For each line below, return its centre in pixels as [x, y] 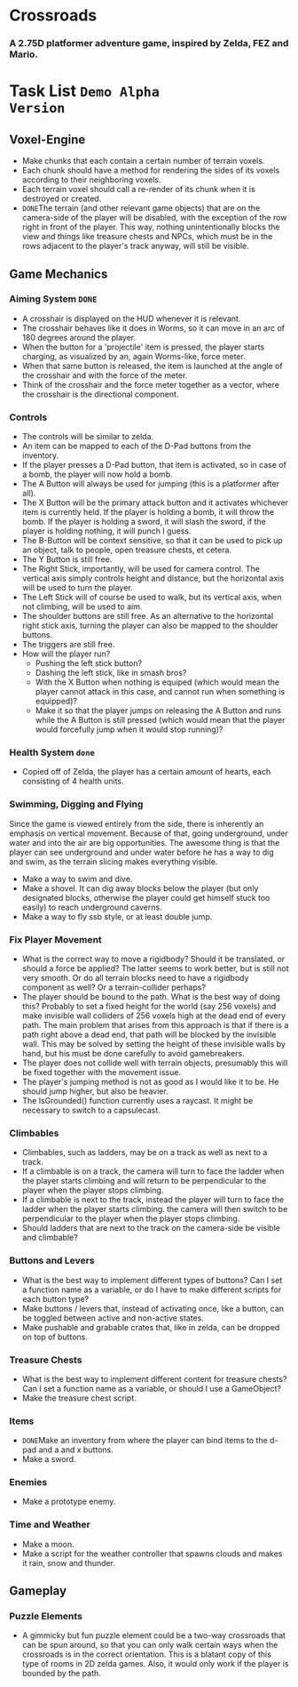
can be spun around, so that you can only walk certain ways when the [150, 1645]
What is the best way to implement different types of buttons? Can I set [152, 1280]
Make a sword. [49, 1459]
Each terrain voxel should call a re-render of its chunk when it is [138, 189]
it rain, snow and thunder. [68, 1562]
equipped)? [56, 701]
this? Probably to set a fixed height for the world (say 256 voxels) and [149, 1006]
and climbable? [50, 1238]
